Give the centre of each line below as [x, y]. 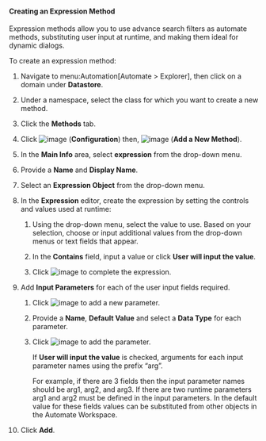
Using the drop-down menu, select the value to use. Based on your [142, 224]
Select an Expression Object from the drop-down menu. [112, 186]
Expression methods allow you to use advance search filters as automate [128, 29]
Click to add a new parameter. [96, 303]
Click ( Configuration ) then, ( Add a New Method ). [131, 140]
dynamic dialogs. [37, 46]
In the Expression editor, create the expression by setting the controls [135, 201]
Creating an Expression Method [62, 11]
